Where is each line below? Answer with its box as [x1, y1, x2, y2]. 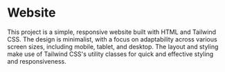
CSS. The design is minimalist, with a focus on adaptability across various [7, 35, 217, 43]
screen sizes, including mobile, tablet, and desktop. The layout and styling [7, 42, 219, 51]
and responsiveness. [7, 57, 67, 65]
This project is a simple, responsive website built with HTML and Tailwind [7, 28, 217, 36]
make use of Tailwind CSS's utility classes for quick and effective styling [7, 50, 214, 58]
